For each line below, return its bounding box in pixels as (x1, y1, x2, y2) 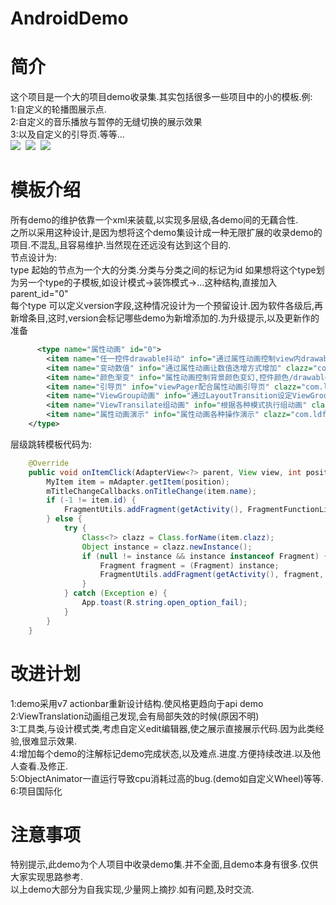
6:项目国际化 (10, 785, 63, 797)
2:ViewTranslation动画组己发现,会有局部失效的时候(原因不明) (10, 710, 260, 722)
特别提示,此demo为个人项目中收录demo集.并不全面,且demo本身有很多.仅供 (10, 858, 319, 871)
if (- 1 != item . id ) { (46, 495, 137, 506)
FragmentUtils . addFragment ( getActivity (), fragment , (99, 570, 325, 580)
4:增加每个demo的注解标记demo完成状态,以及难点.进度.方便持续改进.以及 (10, 747, 312, 759)
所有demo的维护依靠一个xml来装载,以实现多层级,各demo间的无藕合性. (10, 214, 299, 226)
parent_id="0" (10, 288, 69, 300)
